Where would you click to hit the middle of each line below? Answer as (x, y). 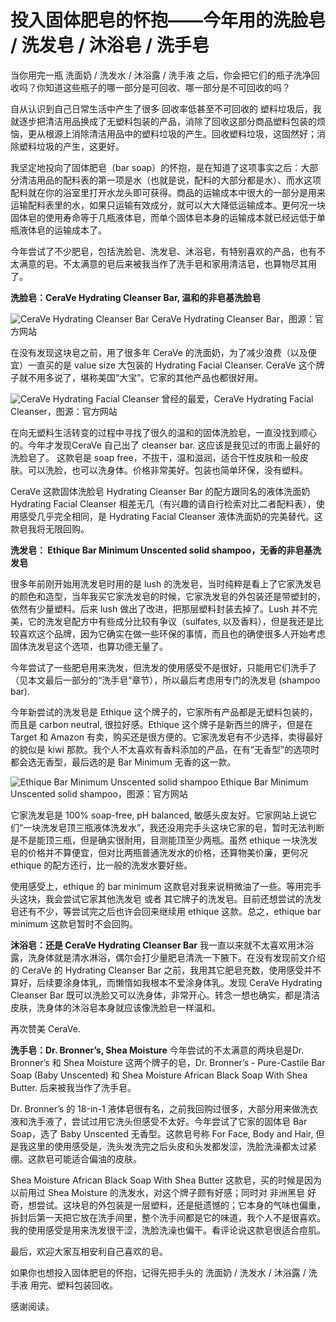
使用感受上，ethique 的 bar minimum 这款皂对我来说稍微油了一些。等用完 (161, 886)
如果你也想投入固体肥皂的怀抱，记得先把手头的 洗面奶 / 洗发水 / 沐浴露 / (158, 1272)
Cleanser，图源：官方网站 (64, 411)
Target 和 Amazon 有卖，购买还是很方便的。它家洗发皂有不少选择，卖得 (158, 737)
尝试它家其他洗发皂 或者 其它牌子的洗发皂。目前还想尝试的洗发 (192, 898)
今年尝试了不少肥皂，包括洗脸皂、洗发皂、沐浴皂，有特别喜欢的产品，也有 (163, 251)
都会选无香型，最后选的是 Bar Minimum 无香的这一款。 (123, 762)
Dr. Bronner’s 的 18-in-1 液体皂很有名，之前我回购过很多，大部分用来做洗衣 (164, 1108)
